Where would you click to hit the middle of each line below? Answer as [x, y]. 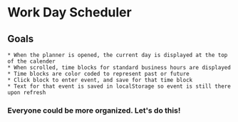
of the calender [31, 61]
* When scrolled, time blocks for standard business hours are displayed [119, 68]
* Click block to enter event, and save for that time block [100, 80]
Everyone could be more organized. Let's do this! [94, 110]
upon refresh [27, 93]
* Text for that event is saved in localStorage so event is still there [119, 86]
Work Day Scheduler [69, 12]
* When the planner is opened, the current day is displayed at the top [118, 55]
